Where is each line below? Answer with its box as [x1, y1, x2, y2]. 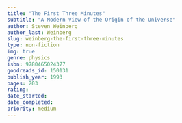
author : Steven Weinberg [7, 23, 78, 29]
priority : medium [7, 105, 57, 112]
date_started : [7, 93, 48, 100]
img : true [7, 49, 36, 55]
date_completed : [7, 99, 53, 106]
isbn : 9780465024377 [7, 61, 66, 68]
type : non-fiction [7, 42, 60, 49]
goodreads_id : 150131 [7, 67, 69, 74]
